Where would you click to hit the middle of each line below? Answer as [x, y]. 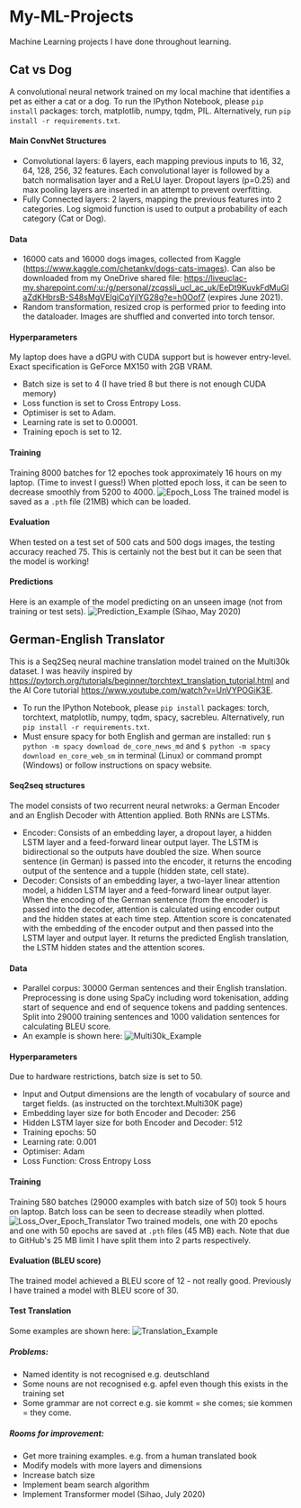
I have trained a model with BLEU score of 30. [94, 1290]
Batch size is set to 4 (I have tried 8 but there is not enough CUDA [144, 384]
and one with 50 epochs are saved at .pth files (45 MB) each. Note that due [150, 1231]
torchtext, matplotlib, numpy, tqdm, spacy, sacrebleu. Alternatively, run [153, 717]
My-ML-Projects [71, 17]
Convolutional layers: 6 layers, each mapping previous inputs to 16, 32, [153, 160]
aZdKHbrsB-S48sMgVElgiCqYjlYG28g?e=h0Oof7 [114, 297]
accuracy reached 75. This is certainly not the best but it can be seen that [146, 551]
